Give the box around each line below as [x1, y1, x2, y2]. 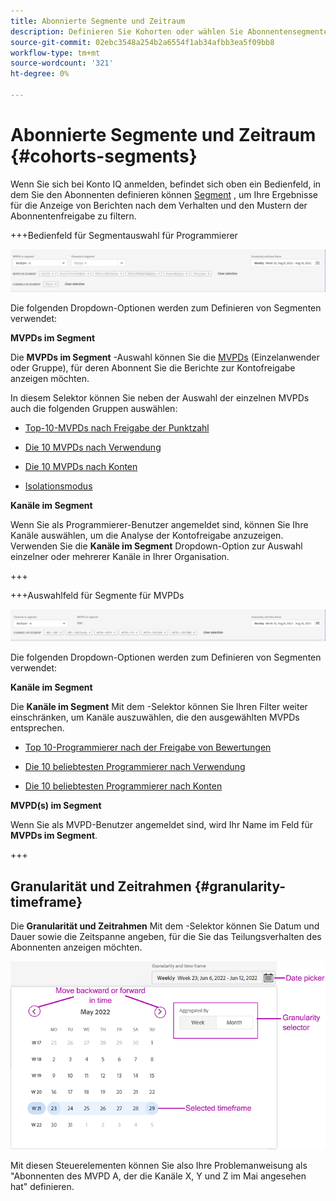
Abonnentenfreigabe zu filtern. [10, 210, 137, 222]
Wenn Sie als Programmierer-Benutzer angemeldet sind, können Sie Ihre [10, 518, 309, 530]
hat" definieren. [10, 1180, 75, 1192]
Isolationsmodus [24, 480, 93, 492]
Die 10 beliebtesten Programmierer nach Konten [24, 780, 223, 792]
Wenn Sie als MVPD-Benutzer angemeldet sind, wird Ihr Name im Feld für [10, 819, 313, 831]
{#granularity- [194, 878, 287, 895]
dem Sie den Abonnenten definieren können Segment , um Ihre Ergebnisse [10, 188, 318, 200]
